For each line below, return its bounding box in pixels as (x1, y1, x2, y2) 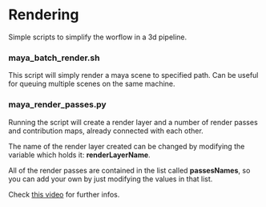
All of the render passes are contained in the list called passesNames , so (8, 165, 251, 175)
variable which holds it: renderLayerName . (8, 150, 151, 160)
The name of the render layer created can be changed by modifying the (8, 141, 245, 151)
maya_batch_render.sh (8, 52, 100, 63)
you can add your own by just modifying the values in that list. (8, 174, 213, 184)
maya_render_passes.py (8, 99, 107, 110)
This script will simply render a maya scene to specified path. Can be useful (8, 71, 259, 80)
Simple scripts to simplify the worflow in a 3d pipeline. (8, 32, 187, 42)
